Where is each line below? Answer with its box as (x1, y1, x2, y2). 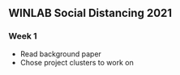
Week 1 (8, 31, 38, 42)
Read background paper (19, 48, 101, 59)
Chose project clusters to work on (19, 57, 134, 67)
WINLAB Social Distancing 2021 (8, 6, 173, 20)
